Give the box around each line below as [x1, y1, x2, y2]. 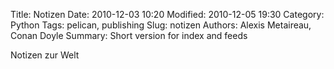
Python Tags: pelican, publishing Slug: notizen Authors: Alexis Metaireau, [10, 19, 312, 31]
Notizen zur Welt [10, 49, 80, 61]
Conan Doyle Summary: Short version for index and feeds [10, 30, 248, 41]
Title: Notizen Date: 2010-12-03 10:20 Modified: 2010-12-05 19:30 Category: [10, 9, 325, 20]
